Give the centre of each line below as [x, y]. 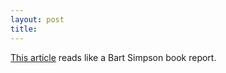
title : [24, 29]
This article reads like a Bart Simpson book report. [113, 57]
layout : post [37, 19]
